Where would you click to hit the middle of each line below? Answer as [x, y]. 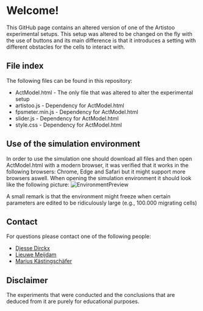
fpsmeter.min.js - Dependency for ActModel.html [77, 112]
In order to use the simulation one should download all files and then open [99, 158]
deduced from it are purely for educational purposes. [73, 301]
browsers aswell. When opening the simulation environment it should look [99, 178]
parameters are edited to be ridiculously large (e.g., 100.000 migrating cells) [102, 203]
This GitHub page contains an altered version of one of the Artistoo [91, 27]
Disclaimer [27, 280]
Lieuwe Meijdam [36, 255]
